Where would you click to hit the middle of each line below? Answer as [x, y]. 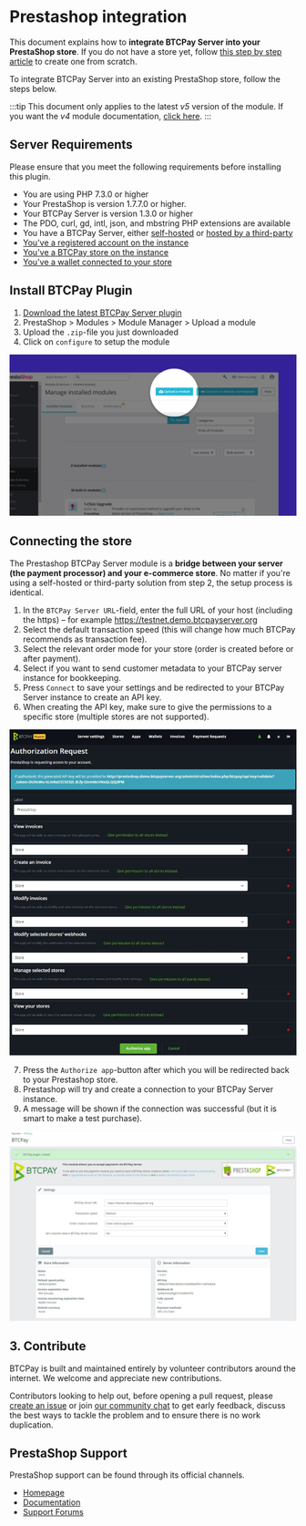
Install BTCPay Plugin [71, 290]
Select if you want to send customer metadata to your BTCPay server [152, 668]
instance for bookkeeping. [71, 677]
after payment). [51, 658]
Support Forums [53, 1512]
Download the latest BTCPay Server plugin [102, 313]
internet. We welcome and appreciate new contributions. [116, 1377]
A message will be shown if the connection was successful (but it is [150, 1108]
